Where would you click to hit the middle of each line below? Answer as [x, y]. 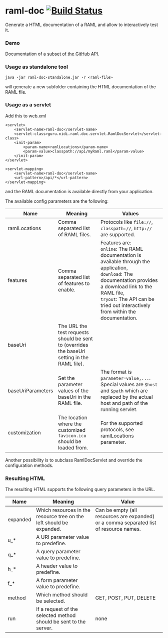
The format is [116, 372]
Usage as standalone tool [37, 67]
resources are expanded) [125, 517]
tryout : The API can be [128, 299]
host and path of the [124, 403]
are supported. [118, 234]
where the [70, 424]
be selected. [51, 601]
